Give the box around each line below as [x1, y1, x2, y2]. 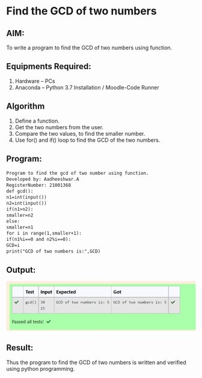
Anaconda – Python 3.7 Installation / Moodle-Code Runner [14, 84, 159, 91]
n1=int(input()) [6, 194, 47, 201]
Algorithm [6, 101, 45, 112]
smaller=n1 [6, 224, 34, 231]
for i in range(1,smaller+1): [6, 230, 82, 237]
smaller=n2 [6, 212, 34, 219]
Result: [6, 343, 34, 353]
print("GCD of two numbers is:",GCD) [6, 248, 101, 255]
